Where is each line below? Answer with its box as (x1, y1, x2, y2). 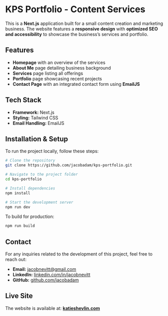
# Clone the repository (5, 158, 56, 163)
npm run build (5, 224, 35, 229)
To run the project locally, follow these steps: (5, 148, 99, 154)
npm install (5, 191, 30, 196)
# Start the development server (5, 200, 73, 205)
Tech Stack (5, 96, 41, 105)
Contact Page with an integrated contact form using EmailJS (12, 81, 140, 87)
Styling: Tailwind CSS (12, 114, 59, 120)
